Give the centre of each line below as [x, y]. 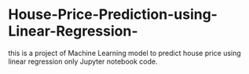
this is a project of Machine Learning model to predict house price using [124, 53]
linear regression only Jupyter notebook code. [83, 61]
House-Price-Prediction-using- [113, 15]
